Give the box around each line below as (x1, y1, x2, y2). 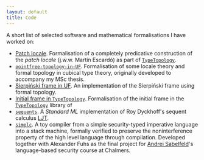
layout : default (6, 9, 47, 15)
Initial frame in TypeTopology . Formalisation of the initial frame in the (15, 95, 185, 102)
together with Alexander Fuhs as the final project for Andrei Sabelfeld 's (15, 140, 194, 147)
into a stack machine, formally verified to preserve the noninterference (15, 127, 193, 134)
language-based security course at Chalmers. (15, 147, 131, 154)
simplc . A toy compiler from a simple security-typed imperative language (15, 120, 199, 128)
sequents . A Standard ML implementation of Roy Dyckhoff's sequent (15, 108, 187, 115)
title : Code (6, 15, 37, 21)
